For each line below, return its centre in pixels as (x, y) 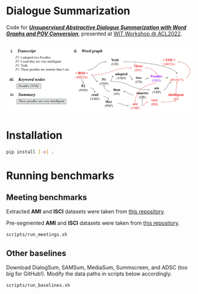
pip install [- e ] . (30, 152)
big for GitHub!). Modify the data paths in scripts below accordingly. (89, 274)
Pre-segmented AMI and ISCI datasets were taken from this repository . (93, 223)
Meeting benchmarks (47, 197)
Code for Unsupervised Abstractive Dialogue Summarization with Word (96, 27)
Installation (34, 135)
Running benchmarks (60, 175)
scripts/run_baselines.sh (38, 286)
